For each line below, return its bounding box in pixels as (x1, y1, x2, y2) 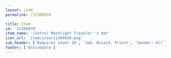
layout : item (5, 7, 33, 13)
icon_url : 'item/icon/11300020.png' (5, 36, 83, 41)
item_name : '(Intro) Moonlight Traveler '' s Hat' (5, 31, 110, 36)
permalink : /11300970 (5, 12, 51, 17)
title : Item (5, 21, 31, 26)
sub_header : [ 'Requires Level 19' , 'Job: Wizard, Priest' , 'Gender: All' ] (5, 40, 167, 46)
